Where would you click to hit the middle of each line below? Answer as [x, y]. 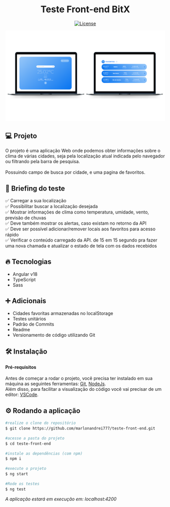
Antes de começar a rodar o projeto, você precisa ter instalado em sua [79, 379]
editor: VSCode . [22, 395]
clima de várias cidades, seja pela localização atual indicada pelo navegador [85, 156]
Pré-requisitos [21, 367]
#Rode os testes [22, 484]
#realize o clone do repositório [41, 423]
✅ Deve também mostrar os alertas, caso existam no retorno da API [76, 223]
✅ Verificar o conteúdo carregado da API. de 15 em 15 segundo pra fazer [81, 240]
